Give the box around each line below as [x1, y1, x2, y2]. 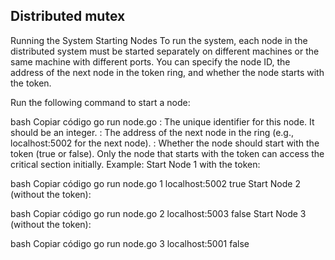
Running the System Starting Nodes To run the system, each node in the [10, 34, 308, 46]
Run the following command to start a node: [10, 96, 191, 108]
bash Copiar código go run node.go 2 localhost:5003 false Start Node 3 [10, 207, 307, 219]
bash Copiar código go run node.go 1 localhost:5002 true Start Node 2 [10, 177, 301, 189]
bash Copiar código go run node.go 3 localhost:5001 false [10, 237, 250, 249]
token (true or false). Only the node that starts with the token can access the [10, 147, 325, 159]
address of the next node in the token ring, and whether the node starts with [10, 66, 325, 78]
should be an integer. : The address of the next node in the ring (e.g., [10, 126, 294, 138]
